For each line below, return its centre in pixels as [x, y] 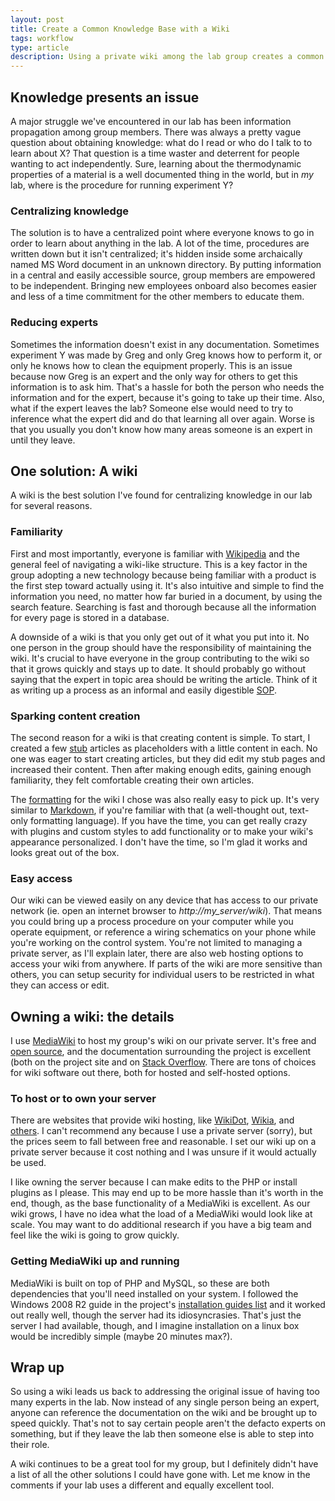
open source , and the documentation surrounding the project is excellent [160, 1052]
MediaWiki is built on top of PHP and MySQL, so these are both [140, 1283]
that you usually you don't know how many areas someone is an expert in [161, 429]
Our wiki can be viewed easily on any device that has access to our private [164, 900]
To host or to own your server [83, 1098]
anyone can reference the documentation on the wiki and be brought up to [164, 1413]
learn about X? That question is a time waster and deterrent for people [155, 153]
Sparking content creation [75, 716]
